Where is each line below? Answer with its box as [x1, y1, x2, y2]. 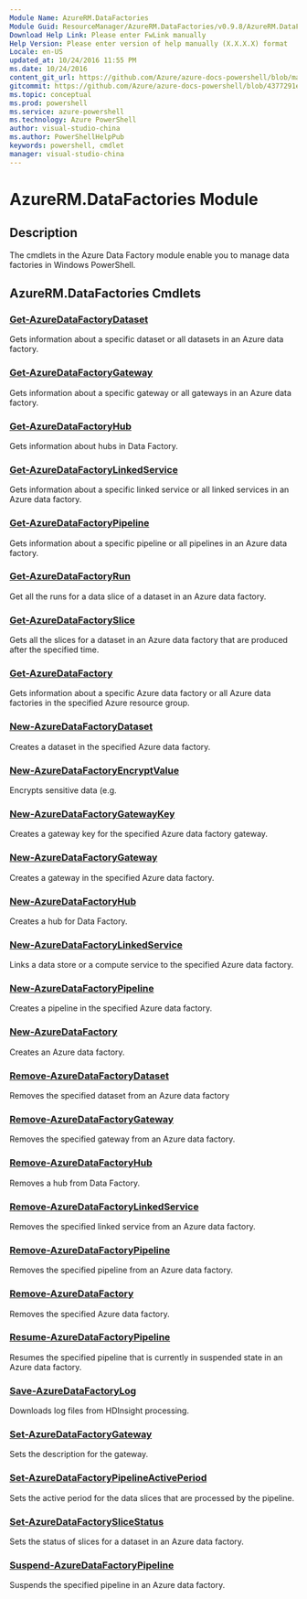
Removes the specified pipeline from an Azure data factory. [9, 1264, 234, 1276]
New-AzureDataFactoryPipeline [9, 982, 154, 995]
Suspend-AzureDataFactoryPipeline [9, 1559, 175, 1572]
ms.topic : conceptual [9, 90, 92, 99]
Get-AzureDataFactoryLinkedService [9, 463, 178, 476]
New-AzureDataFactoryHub [9, 895, 137, 907]
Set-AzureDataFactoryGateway [9, 1428, 153, 1441]
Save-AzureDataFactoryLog [9, 1384, 137, 1397]
